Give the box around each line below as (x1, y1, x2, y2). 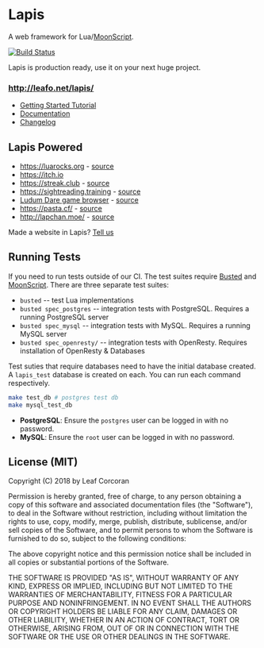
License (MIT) (8, 455, 78, 469)
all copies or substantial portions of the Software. (8, 557, 169, 567)
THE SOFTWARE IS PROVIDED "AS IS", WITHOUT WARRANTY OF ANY (8, 573, 239, 583)
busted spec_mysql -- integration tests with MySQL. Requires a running (19, 320, 251, 330)
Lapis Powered (8, 141, 83, 154)
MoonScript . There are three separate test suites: (8, 280, 169, 289)
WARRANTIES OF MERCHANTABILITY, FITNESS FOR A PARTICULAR (8, 590, 232, 600)
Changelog (19, 118, 56, 127)
